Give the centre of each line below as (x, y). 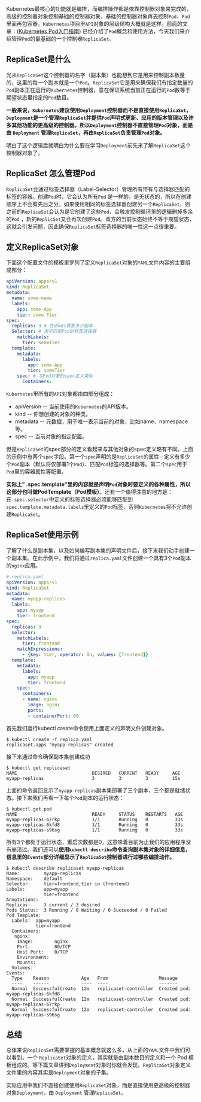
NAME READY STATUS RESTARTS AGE (95, 814)
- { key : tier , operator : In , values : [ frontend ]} (85, 655)
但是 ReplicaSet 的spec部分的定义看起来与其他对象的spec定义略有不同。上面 (100, 449)
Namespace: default (34, 879)
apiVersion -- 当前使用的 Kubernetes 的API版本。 (73, 406)
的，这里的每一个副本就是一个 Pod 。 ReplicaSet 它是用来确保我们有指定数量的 (100, 82)
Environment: (33, 957)
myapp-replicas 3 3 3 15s (93, 778)
